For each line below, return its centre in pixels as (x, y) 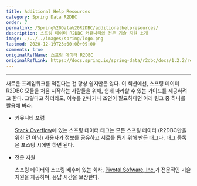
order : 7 (17, 22)
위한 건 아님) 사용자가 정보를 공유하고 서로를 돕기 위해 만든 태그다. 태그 (95, 137)
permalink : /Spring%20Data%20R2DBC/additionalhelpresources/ (82, 28)
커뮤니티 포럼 (30, 118)
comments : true (25, 50)
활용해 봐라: (20, 105)
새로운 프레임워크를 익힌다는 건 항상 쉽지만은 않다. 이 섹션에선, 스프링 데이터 (93, 83)
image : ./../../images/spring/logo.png (55, 39)
